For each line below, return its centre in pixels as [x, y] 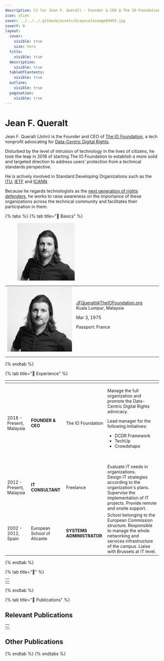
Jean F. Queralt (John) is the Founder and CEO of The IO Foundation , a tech [81, 137]
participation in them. [26, 207]
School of [41, 533]
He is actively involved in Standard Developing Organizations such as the [79, 176]
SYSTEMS [76, 531]
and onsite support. [127, 508]
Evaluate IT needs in [127, 466]
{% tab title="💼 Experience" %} [37, 373]
